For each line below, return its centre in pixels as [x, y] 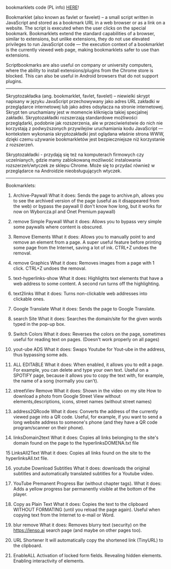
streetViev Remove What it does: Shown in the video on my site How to [87, 391]
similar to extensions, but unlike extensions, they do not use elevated [78, 39]
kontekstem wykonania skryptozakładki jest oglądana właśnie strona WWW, [85, 134]
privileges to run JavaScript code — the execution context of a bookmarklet [85, 44]
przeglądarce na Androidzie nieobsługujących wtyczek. [64, 171]
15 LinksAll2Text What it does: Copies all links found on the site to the [78, 453]
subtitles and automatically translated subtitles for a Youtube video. [83, 473]
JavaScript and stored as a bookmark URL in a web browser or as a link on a [85, 23]
